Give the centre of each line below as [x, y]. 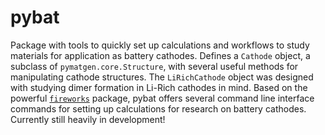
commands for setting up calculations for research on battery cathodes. [158, 108]
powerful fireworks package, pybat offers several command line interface [162, 98]
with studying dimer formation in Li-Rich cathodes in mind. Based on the [159, 87]
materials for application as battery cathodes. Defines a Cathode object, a [160, 55]
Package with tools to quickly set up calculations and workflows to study [160, 45]
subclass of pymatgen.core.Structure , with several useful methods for [154, 66]
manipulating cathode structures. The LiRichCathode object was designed [162, 77]
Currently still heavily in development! [88, 119]
